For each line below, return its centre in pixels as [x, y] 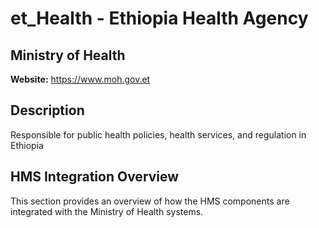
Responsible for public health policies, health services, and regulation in [158, 134]
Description [47, 110]
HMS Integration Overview [95, 177]
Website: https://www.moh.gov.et [80, 79]
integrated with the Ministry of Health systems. [107, 211]
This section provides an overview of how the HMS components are [150, 201]
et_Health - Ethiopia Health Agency [159, 18]
